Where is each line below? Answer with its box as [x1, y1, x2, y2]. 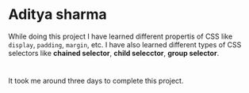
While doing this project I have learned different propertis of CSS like [8, 32, 233, 41]
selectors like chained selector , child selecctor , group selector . [8, 48, 220, 58]
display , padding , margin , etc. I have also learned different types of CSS [8, 39, 242, 49]
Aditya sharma [8, 6, 107, 24]
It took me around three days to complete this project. [8, 76, 184, 86]
